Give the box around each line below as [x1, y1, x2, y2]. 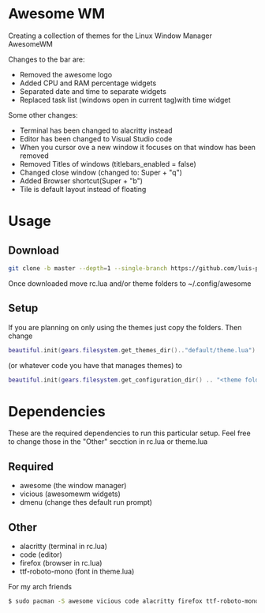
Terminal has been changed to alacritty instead [19, 126, 173, 135]
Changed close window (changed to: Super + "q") [19, 167, 183, 177]
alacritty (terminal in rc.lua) [19, 541, 108, 551]
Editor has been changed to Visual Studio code [19, 134, 173, 143]
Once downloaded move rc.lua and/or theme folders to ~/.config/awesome [8, 278, 252, 288]
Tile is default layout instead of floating [19, 184, 147, 194]
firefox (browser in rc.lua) [19, 558, 103, 567]
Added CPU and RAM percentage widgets [19, 78, 157, 88]
